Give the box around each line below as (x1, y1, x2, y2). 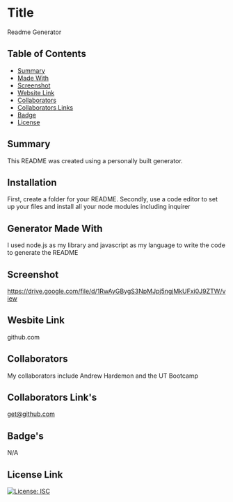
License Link (7, 469, 63, 480)
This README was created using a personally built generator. (7, 156, 183, 165)
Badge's (7, 430, 44, 442)
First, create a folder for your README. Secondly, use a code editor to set (7, 195, 218, 203)
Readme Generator (7, 28, 62, 36)
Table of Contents (7, 48, 87, 60)
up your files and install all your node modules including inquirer (7, 203, 191, 211)
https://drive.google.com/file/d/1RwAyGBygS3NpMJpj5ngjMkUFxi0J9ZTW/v (7, 287, 226, 295)
